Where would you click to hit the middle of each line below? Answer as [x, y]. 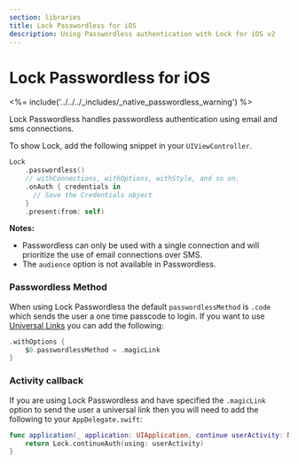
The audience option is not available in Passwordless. [119, 264]
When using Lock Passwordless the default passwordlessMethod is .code [140, 306]
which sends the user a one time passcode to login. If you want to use [137, 316]
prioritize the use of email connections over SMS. [112, 255]
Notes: [22, 228]
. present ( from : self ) [65, 212]
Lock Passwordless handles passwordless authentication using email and [143, 120]
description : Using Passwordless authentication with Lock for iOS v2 [142, 34]
